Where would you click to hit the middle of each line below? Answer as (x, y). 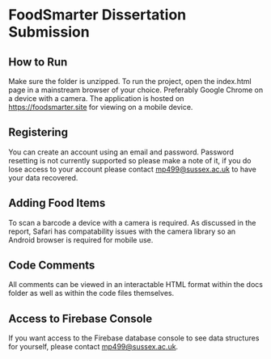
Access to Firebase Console (80, 318)
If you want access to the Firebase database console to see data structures (134, 338)
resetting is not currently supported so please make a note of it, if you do (130, 160)
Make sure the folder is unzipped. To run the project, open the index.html (130, 81)
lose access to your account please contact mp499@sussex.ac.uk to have (132, 169)
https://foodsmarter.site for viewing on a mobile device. (101, 107)
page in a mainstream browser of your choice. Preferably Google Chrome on (136, 90)
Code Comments (52, 266)
